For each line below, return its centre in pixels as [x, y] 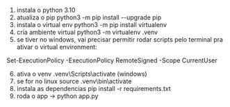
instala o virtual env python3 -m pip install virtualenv [92, 25]
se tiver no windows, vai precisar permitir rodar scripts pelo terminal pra [120, 40]
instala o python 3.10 [46, 10]
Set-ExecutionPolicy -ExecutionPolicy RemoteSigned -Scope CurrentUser [112, 60]
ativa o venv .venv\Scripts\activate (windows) [82, 74]
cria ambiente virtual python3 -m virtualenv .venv [87, 32]
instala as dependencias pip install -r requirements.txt [93, 89]
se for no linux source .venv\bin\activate [74, 81]
